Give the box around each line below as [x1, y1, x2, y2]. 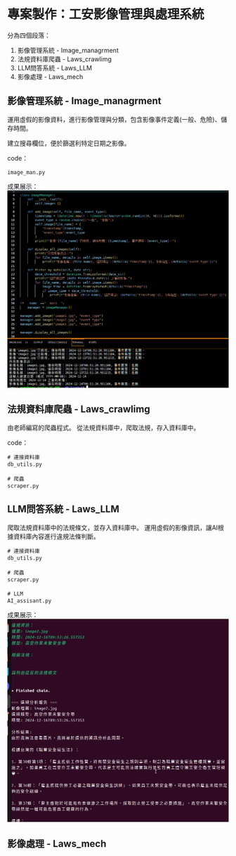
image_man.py [7, 168, 46, 176]
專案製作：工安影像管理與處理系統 [7, 6, 205, 23]
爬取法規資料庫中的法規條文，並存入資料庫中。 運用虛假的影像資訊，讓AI [7, 523, 218, 532]
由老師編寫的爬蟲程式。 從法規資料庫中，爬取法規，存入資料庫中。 [7, 423, 200, 432]
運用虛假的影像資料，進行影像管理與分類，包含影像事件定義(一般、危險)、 [7, 115, 221, 123]
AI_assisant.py [7, 597, 52, 604]
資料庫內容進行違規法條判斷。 [13, 532, 100, 540]
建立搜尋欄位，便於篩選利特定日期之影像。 [7, 139, 131, 147]
